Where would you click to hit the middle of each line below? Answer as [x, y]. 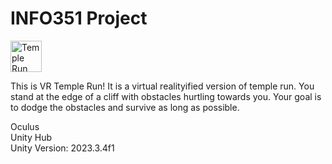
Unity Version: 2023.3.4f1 [62, 148]
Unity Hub [31, 137]
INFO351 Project [79, 18]
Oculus [25, 126]
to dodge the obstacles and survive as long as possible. [125, 107]
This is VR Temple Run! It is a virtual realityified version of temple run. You [162, 86]
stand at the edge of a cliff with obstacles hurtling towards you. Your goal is [166, 96]
